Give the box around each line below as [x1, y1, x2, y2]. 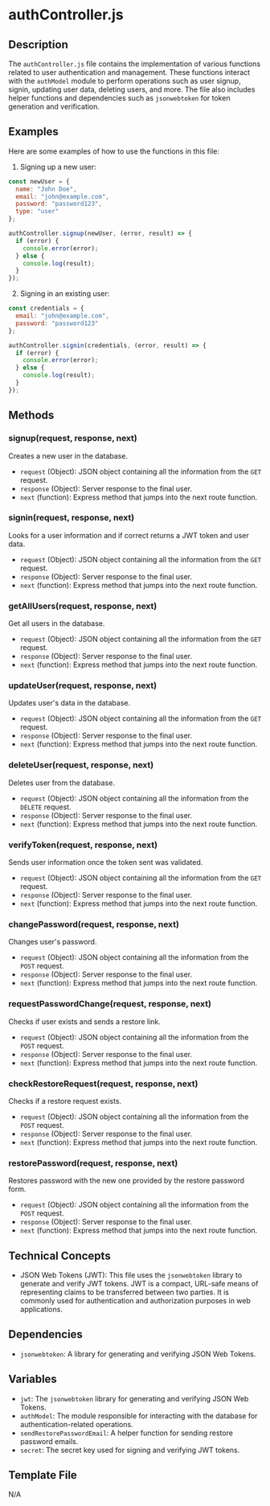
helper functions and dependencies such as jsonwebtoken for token [8, 93, 231, 102]
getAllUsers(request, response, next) [8, 600, 157, 611]
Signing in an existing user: [19, 289, 110, 298]
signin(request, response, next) [8, 512, 135, 524]
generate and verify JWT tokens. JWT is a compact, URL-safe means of [19, 1278, 259, 1288]
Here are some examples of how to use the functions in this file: [8, 146, 219, 156]
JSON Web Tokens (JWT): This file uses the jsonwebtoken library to [19, 1269, 243, 1280]
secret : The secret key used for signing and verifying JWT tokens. [19, 1445, 240, 1455]
